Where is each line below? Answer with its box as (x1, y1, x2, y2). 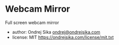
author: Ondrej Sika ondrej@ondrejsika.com (12, 29, 100, 35)
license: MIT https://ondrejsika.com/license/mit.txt (12, 34, 114, 40)
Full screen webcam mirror (5, 20, 59, 25)
